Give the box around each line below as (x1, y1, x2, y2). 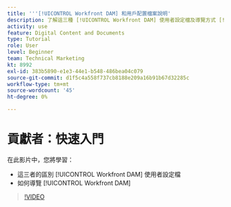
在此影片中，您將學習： (7, 155, 74, 164)
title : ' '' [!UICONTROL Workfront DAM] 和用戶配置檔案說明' (7, 10, 171, 17)
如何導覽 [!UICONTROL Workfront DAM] (17, 179, 131, 187)
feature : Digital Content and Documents (7, 29, 125, 37)
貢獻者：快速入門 (7, 132, 105, 147)
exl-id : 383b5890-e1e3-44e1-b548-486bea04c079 (7, 68, 143, 75)
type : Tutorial (7, 36, 51, 43)
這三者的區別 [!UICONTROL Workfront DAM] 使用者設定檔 (17, 170, 181, 178)
